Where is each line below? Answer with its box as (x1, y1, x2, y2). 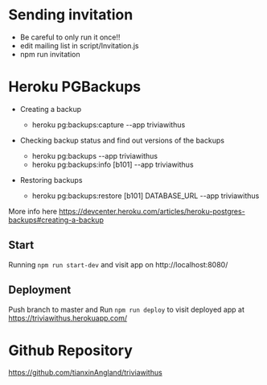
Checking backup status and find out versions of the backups (19, 135, 225, 145)
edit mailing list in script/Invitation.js (19, 40, 139, 50)
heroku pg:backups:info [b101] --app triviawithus (31, 159, 195, 169)
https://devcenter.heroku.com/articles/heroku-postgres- (59, 206, 245, 216)
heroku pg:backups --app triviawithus (31, 151, 158, 160)
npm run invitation (19, 49, 80, 59)
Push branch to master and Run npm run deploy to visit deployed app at (8, 304, 245, 314)
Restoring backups (19, 175, 83, 184)
